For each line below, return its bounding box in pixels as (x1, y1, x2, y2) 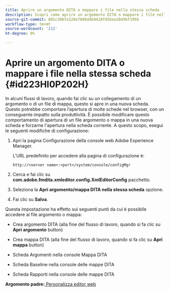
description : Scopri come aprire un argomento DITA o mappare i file (5, 12, 155, 17)
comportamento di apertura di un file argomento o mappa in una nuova (5, 117, 153, 123)
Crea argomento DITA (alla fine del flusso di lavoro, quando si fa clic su (12, 221, 161, 227)
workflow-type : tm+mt (5, 21, 51, 27)
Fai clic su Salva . (12, 196, 48, 202)
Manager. (12, 143, 33, 149)
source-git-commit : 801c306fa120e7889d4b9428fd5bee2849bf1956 (5, 17, 139, 22)
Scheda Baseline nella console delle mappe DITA (12, 261, 115, 267)
